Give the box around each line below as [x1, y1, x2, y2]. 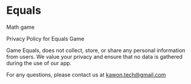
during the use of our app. [6, 59, 72, 67]
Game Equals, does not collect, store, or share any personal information [6, 46, 186, 54]
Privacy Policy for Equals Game [6, 35, 85, 42]
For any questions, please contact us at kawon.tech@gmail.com [6, 71, 166, 78]
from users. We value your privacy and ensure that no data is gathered [6, 53, 183, 60]
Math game [6, 23, 35, 31]
